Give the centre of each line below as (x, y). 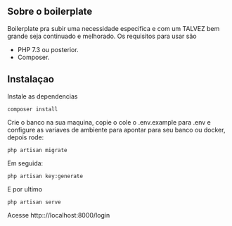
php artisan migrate (38, 150)
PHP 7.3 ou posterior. (48, 49)
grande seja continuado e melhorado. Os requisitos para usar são (102, 36)
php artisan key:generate (45, 176)
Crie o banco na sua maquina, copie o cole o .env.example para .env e (109, 122)
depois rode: (26, 137)
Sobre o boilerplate (50, 12)
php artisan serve (34, 202)
